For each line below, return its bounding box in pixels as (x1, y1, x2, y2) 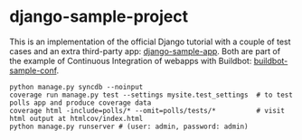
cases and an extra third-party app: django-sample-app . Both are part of (9, 45, 281, 56)
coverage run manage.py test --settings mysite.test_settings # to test (9, 90, 294, 99)
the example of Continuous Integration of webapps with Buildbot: (9, 55, 252, 66)
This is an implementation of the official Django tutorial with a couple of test (9, 36, 291, 47)
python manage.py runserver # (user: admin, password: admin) (9, 122, 249, 131)
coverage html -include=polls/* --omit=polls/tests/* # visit (9, 106, 285, 115)
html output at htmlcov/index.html (9, 114, 144, 123)
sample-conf (9, 65, 57, 76)
